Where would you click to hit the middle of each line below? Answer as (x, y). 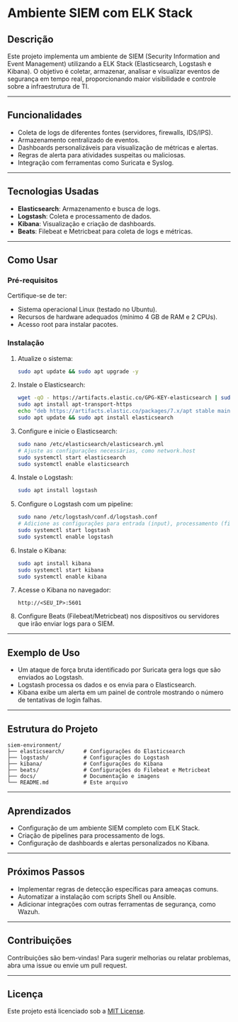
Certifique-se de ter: (37, 296)
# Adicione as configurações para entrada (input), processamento (118, 524)
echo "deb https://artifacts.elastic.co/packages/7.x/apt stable (116, 411)
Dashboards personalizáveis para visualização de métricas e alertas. (118, 148)
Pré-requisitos (33, 280)
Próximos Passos (46, 872)
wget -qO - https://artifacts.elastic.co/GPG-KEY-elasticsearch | (118, 398)
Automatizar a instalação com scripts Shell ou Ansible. (97, 896)
